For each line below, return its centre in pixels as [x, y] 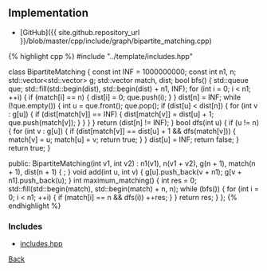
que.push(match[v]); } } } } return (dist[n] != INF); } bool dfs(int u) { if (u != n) [133, 122]
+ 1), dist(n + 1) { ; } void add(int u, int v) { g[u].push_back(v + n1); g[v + [125, 171]
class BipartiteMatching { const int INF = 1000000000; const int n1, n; [122, 72]
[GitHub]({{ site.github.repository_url [80, 32]
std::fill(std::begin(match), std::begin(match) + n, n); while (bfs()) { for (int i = [133, 189]
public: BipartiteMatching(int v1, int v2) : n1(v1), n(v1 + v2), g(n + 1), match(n [132, 163]
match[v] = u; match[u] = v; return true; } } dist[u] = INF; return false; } [124, 139]
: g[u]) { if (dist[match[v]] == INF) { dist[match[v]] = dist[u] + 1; [111, 114]
